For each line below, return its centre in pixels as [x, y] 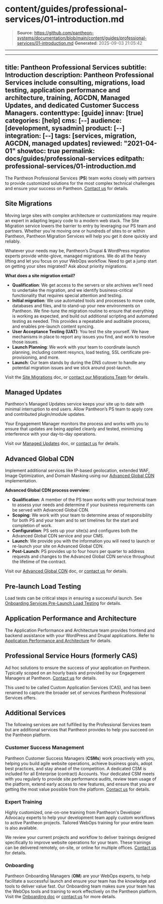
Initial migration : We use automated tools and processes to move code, [84, 301]
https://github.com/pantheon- [64, 33]
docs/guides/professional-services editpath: [75, 159]
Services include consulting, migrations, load [75, 83]
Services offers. [21, 698]
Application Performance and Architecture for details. [58, 640]
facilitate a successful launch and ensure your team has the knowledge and [81, 881]
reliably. [13, 241]
